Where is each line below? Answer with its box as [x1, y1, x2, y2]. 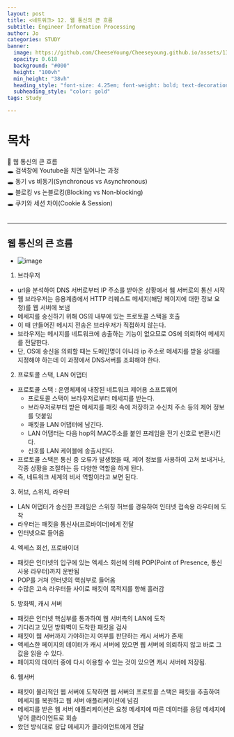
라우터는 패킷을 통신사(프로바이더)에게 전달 [17, 520, 134, 528]
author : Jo [7, 29, 39, 37]
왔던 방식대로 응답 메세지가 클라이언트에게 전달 [17, 722, 144, 731]
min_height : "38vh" [13, 75, 70, 82]
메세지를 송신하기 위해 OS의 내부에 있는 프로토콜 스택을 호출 [17, 312, 180, 320]
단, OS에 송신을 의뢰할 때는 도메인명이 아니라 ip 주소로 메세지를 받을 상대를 [17, 346, 221, 355]
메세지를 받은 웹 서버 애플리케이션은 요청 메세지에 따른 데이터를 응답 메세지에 [17, 705, 226, 713]
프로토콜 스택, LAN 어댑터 [17, 370, 88, 379]
